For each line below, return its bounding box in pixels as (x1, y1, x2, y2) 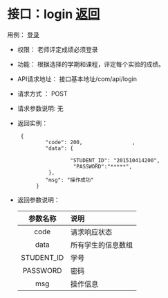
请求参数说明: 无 (17, 104, 64, 112)
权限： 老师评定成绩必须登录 (17, 45, 98, 53)
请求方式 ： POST (17, 89, 68, 98)
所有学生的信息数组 (70, 240, 133, 249)
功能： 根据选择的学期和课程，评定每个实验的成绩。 (17, 60, 165, 68)
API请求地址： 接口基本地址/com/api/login (17, 74, 137, 83)
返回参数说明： (17, 195, 60, 204)
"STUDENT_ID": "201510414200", (70, 157, 160, 164)
